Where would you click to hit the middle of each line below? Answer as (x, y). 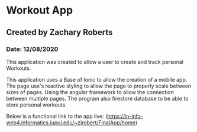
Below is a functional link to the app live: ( (57, 116)
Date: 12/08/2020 (32, 49)
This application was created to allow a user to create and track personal (95, 62)
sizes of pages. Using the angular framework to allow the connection (90, 92)
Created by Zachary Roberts (59, 32)
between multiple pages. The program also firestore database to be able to (97, 98)
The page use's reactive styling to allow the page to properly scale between (99, 86)
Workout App (39, 10)
